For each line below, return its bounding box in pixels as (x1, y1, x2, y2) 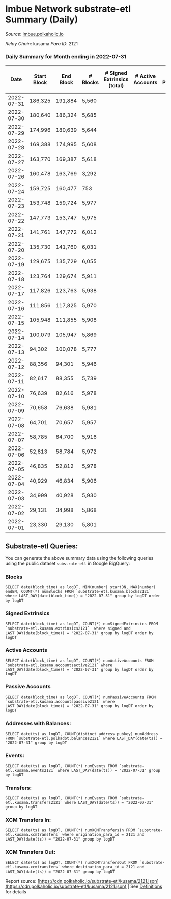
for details (5, 888, 26, 895)
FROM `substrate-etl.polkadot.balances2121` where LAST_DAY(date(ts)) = (5, 736, 163, 741)
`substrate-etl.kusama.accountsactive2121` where (5, 662, 113, 668)
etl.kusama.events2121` (5, 768, 56, 773)
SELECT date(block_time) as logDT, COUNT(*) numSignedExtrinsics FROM (5, 621, 158, 626)
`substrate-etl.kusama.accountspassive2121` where (5, 699, 115, 704)
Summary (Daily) (5, 14, 78, 25)
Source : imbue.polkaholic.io (5, 31, 64, 37)
